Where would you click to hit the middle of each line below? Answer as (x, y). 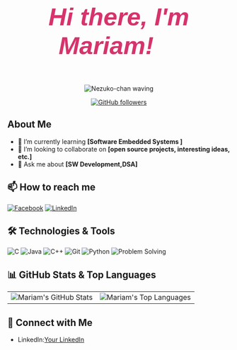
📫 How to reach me (52, 187)
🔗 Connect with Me (50, 323)
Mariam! (106, 45)
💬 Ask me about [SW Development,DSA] (77, 164)
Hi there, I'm (119, 17)
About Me (29, 124)
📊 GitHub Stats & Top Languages (82, 275)
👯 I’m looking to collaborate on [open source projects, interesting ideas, (123, 149)
